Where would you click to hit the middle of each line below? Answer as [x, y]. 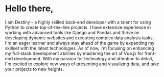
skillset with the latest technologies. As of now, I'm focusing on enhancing [80, 48]
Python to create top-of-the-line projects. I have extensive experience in [78, 27]
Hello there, [29, 9]
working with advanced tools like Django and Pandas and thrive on [72, 32]
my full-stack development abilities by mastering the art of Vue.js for [74, 53]
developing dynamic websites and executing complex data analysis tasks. [80, 38]
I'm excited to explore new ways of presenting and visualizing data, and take [82, 64]
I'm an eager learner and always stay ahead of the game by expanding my [80, 43]
